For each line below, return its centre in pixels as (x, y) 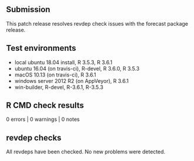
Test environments (41, 48)
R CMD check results (45, 105)
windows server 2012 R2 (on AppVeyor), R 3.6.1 (72, 80)
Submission (28, 10)
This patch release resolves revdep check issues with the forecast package (97, 23)
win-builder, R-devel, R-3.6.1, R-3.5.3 (59, 87)
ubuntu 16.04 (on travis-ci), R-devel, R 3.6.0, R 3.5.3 (77, 68)
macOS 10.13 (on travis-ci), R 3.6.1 (55, 75)
